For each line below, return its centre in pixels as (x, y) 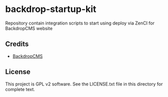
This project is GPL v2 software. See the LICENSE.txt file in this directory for (84, 84)
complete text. (20, 89)
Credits (17, 44)
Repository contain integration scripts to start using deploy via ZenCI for (80, 23)
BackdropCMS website (29, 28)
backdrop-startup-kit (51, 9)
